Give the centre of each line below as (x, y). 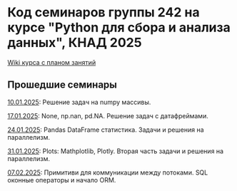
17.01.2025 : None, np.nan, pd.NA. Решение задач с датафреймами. (108, 115)
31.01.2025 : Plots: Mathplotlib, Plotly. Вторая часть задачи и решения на (115, 151)
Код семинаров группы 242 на (104, 12)
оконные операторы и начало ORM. (62, 180)
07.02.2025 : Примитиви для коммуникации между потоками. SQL (108, 172)
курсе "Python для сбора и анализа (119, 27)
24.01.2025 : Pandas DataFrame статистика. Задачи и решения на (106, 130)
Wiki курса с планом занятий (52, 62)
